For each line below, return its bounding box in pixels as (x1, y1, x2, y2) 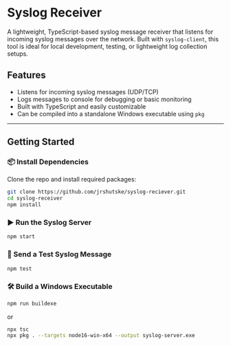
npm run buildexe (7, 300, 57, 307)
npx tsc (7, 325, 30, 333)
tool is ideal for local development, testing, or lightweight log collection (7, 42, 208, 50)
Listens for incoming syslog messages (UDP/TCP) (16, 87, 159, 96)
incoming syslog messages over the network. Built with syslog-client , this (7, 34, 219, 43)
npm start (7, 233, 36, 240)
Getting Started (7, 136, 75, 148)
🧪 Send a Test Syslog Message (7, 250, 112, 259)
